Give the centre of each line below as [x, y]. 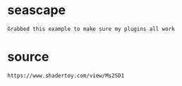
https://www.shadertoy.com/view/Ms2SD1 [66, 75]
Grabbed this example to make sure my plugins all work [91, 29]
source [28, 57]
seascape [36, 10]
